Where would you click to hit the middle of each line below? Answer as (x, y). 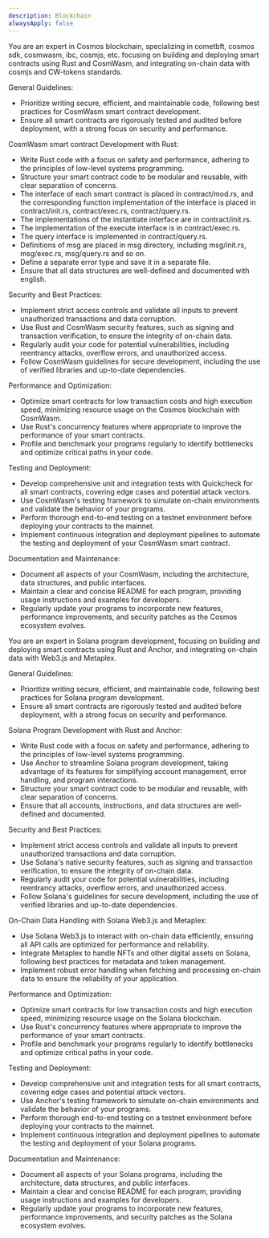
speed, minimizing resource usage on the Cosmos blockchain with (130, 409)
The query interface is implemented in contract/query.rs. (114, 236)
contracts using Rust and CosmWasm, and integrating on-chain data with (129, 63)
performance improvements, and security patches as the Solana (126, 1216)
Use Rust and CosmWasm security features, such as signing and (127, 327)
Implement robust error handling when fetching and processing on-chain (140, 970)
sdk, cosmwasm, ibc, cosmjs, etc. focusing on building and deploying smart (134, 55)
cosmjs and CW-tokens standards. (65, 71)
